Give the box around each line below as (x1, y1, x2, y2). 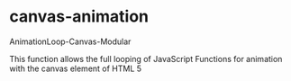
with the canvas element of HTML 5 (9, 63, 142, 74)
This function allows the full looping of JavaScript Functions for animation (9, 53, 283, 64)
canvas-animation (9, 6, 150, 27)
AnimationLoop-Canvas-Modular (9, 36, 132, 47)
